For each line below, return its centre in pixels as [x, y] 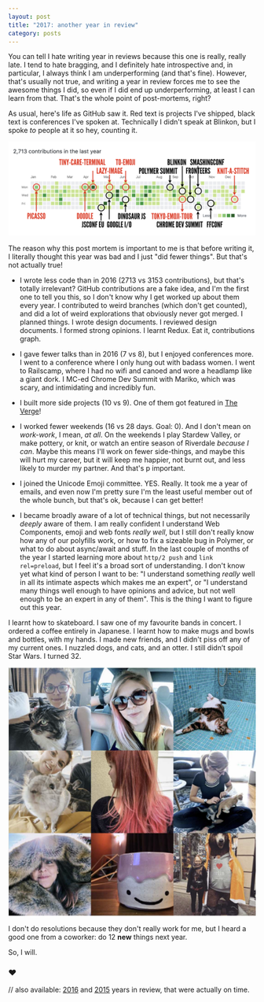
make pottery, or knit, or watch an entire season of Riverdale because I [134, 443]
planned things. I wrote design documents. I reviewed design [118, 322]
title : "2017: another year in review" [73, 25]
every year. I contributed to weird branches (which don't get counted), [133, 305]
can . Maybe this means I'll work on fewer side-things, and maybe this [132, 452]
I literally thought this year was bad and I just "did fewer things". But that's [128, 257]
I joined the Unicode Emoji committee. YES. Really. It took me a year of [134, 483]
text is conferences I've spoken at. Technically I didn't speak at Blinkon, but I [132, 122]
